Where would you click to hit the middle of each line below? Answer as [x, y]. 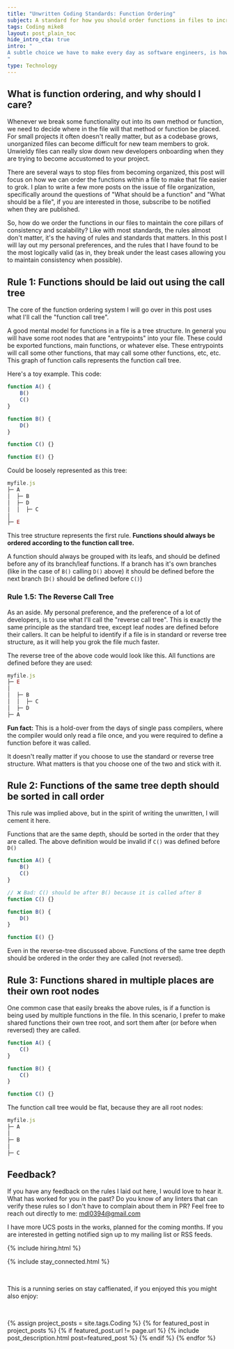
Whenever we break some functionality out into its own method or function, [116, 122]
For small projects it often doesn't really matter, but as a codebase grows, [112, 136]
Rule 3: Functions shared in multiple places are [111, 980]
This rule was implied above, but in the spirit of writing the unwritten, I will [113, 813]
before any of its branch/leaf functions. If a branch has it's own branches [112, 564]
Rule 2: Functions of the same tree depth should [113, 786]
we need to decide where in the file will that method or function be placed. [114, 129]
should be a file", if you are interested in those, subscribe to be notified [109, 202]
